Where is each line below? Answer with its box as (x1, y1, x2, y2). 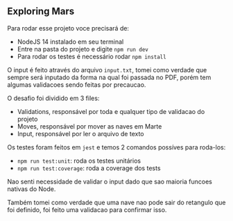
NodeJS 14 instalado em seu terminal (17, 38, 124, 46)
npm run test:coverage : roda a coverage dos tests (17, 163, 161, 172)
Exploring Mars (7, 6, 75, 17)
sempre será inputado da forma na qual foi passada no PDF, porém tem (7, 73, 212, 81)
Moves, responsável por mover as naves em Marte (17, 122, 162, 131)
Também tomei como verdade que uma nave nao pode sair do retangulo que (7, 198, 226, 206)
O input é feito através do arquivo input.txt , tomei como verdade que (7, 65, 207, 74)
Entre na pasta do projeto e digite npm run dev (17, 44, 149, 53)
